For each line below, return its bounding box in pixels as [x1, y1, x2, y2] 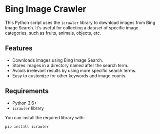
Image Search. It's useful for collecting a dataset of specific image [5, 24, 139, 30]
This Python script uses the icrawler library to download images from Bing [5, 20, 156, 25]
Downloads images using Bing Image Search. [12, 57, 103, 63]
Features [5, 44, 33, 52]
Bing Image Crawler [5, 3, 86, 15]
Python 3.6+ [12, 100, 38, 106]
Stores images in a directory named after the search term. [12, 62, 129, 68]
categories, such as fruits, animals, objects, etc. [5, 30, 101, 36]
